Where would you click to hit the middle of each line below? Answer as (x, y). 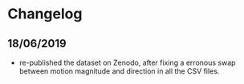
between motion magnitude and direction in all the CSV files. (119, 71)
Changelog (45, 14)
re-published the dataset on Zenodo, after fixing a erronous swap (127, 62)
